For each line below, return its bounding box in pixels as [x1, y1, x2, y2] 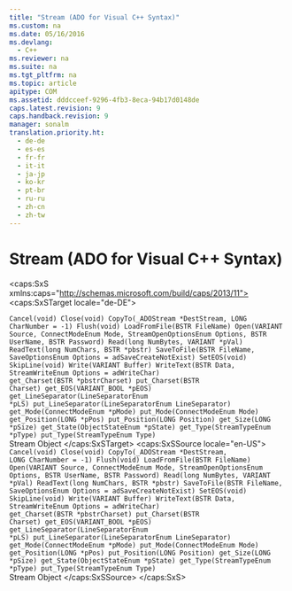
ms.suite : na [9, 63, 58, 72]
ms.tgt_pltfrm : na [9, 71, 77, 80]
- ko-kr [17, 178, 46, 187]
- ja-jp [17, 169, 46, 178]
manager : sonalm [9, 121, 69, 129]
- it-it [17, 161, 46, 170]
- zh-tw [17, 210, 46, 220]
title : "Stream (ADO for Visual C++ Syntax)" [9, 12, 180, 22]
